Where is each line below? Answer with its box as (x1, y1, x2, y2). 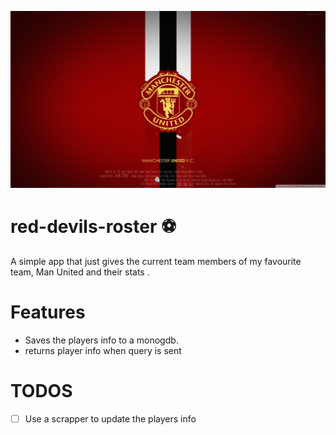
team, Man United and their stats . (10, 266, 150, 278)
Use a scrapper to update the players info (24, 412, 197, 425)
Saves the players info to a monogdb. (24, 334, 179, 346)
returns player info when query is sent (24, 344, 182, 356)
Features (10, 301, 86, 324)
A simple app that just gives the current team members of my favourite (10, 255, 302, 267)
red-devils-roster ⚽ (10, 216, 177, 238)
